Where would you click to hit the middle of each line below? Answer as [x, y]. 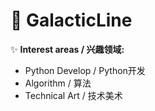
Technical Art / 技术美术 [73, 95]
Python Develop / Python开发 [85, 70]
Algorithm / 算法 [58, 83]
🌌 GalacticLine [71, 20]
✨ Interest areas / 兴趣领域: [67, 49]
